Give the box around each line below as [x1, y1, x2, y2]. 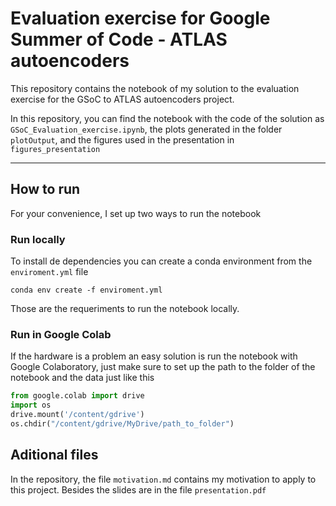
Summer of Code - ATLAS [10, 28, 228, 51]
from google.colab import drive [10, 391, 145, 401]
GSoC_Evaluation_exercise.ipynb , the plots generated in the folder [10, 123, 283, 135]
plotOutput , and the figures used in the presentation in [10, 133, 235, 146]
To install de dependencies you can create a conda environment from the [10, 255, 313, 267]
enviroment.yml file [10, 266, 89, 278]
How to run [10, 181, 81, 198]
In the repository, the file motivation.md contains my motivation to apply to [10, 473, 317, 485]
